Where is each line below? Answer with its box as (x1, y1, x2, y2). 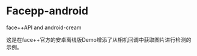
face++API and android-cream (6, 24, 82, 31)
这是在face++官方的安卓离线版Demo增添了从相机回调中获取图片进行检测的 (6, 36, 192, 43)
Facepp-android (6, 4, 89, 18)
